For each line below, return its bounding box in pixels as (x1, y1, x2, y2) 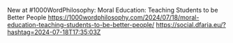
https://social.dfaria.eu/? (156, 21, 227, 28)
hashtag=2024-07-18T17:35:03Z (7, 28, 101, 36)
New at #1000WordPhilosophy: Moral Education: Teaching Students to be (7, 6, 218, 14)
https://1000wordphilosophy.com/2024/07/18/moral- (47, 13, 200, 21)
